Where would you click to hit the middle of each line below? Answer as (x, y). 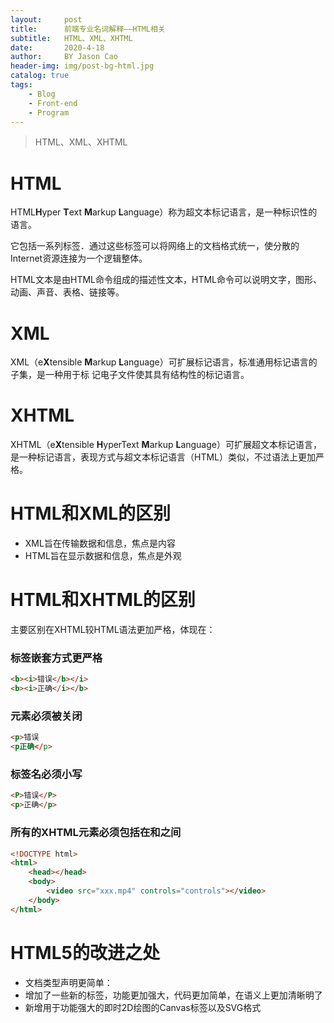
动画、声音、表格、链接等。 (67, 292)
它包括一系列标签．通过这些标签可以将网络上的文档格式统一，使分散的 (155, 246)
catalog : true (40, 76)
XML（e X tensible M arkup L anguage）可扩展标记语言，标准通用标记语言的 (164, 362)
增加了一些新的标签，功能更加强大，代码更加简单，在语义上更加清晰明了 (173, 995)
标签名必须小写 (46, 774)
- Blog (42, 94)
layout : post (46, 19)
